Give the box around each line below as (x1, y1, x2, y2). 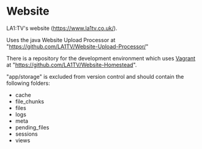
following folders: (6, 79, 50, 87)
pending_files (15, 123, 50, 131)
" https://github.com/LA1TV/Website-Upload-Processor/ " (6, 43, 149, 50)
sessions (15, 130, 38, 137)
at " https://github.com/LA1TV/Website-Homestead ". (6, 61, 137, 68)
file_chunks (15, 98, 45, 105)
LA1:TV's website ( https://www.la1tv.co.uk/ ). (6, 24, 118, 32)
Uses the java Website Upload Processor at (6, 36, 116, 43)
